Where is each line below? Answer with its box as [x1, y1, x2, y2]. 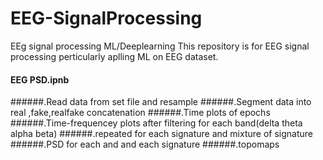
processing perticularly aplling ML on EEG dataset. [10, 50, 219, 62]
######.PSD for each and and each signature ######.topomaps [10, 138, 280, 151]
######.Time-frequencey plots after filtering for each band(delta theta [10, 117, 303, 129]
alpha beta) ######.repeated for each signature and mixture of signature [10, 128, 313, 140]
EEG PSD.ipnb [10, 73, 70, 86]
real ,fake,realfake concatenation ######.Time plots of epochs [10, 107, 271, 119]
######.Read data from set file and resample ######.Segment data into [10, 96, 312, 108]
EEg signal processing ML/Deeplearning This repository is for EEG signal [10, 40, 310, 52]
